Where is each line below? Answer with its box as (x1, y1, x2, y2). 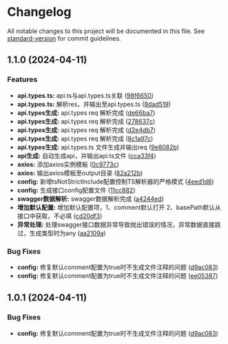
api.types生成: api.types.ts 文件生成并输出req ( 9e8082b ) (17, 142, 180, 151)
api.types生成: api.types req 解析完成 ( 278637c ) (17, 117, 156, 125)
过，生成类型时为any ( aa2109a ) (17, 228, 107, 237)
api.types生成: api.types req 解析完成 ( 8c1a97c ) (17, 134, 154, 142)
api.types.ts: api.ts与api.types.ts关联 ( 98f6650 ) (17, 91, 154, 100)
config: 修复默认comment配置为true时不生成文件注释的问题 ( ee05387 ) (17, 271, 218, 279)
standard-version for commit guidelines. (7, 34, 121, 42)
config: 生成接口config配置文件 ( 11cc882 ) (17, 186, 136, 194)
